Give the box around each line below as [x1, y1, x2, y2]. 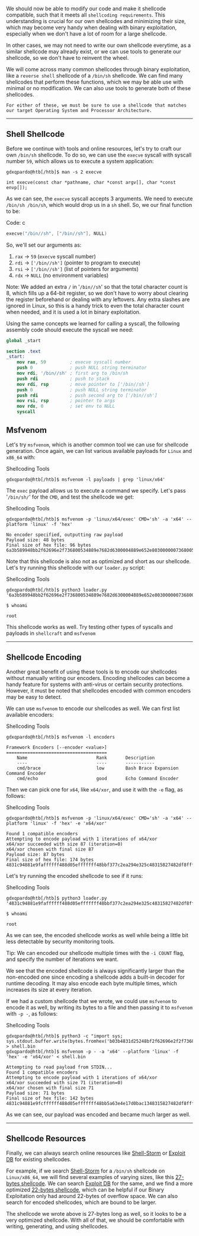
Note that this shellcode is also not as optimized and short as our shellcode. [6, 557, 191, 565]
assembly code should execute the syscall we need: [6, 326, 134, 333]
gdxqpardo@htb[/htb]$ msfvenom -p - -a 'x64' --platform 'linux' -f [6, 1049, 179, 1055]
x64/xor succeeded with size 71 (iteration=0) [6, 1079, 123, 1085]
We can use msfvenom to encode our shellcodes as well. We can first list [6, 705, 180, 712]
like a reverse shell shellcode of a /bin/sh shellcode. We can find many [6, 72, 183, 79]
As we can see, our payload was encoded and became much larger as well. [6, 1111, 191, 1118]
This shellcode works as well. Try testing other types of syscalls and [6, 623, 173, 630]
